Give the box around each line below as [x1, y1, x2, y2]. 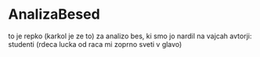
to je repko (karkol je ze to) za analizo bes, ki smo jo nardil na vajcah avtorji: [8, 31, 252, 41]
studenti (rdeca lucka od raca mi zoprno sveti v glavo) [8, 39, 182, 48]
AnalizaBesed [8, 5, 100, 23]
